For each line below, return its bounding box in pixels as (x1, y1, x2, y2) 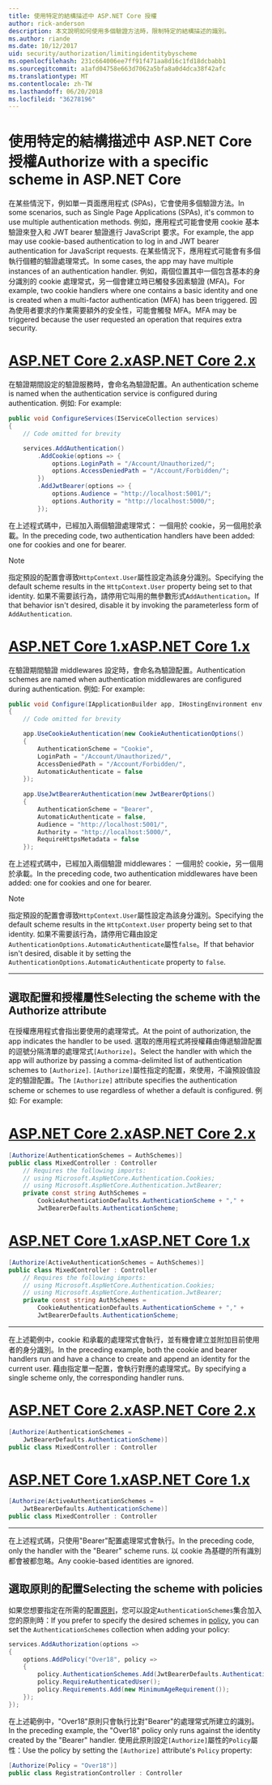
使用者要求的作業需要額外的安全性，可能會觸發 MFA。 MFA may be (15, 305, 237, 315)
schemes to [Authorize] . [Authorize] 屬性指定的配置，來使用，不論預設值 (8, 1065, 253, 1074)
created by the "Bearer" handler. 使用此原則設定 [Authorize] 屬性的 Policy (8, 1735, 251, 1744)
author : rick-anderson (8, 19, 85, 28)
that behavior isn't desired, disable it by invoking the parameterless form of (8, 600, 259, 610)
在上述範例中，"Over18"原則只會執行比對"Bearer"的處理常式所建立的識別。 (8, 1716, 259, 1726)
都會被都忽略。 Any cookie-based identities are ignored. (8, 1556, 194, 1566)
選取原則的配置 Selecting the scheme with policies (8, 1582, 263, 1596)
